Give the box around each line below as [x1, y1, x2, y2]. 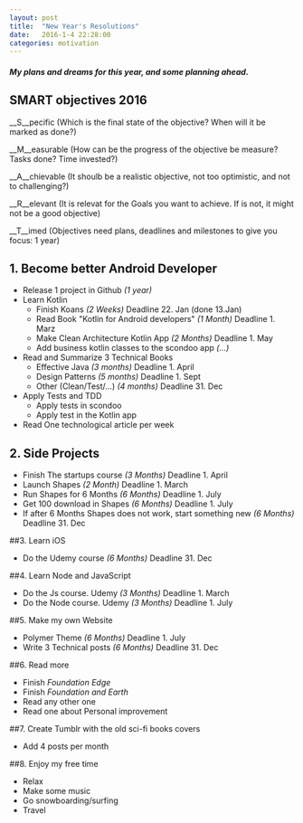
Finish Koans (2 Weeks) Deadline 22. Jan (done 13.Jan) [35, 304, 242, 315]
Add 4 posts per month [22, 741, 109, 752]
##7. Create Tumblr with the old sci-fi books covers [9, 724, 201, 734]
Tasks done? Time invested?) [9, 153, 118, 164]
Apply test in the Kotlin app [35, 410, 137, 421]
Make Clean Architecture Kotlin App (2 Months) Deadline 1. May [35, 333, 274, 344]
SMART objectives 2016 [9, 92, 147, 109]
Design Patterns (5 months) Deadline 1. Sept [35, 372, 202, 383]
